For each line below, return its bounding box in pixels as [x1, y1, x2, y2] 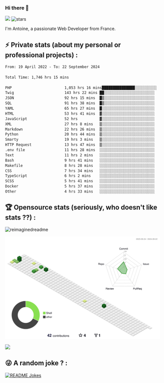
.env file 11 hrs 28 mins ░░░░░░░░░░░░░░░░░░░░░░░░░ [5, 148, 155, 153]
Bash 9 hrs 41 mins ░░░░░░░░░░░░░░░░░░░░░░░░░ [5, 158, 155, 163]
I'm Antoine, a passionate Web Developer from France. [5, 26, 116, 32]
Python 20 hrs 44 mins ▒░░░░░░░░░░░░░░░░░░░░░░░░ [5, 132, 155, 137]
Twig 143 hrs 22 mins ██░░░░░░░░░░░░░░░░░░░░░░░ [5, 91, 155, 96]
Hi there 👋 [5, 4, 29, 11]
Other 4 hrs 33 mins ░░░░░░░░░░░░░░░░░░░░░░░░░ [5, 189, 155, 194]
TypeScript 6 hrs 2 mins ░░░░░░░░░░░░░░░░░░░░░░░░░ [5, 173, 155, 179]
